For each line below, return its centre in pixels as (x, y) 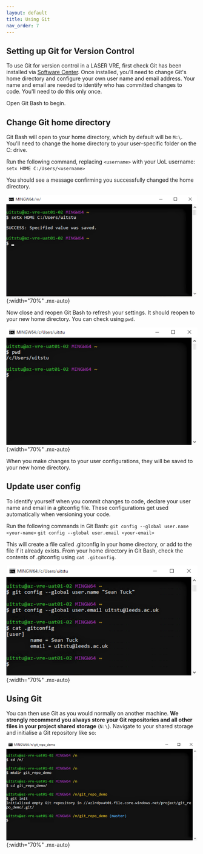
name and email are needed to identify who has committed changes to (94, 85)
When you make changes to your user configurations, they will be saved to (100, 461)
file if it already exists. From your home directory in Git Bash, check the (95, 551)
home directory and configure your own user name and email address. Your (101, 78)
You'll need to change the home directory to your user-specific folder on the (101, 143)
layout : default (27, 13)
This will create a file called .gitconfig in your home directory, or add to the (99, 544)
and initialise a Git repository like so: (52, 733)
